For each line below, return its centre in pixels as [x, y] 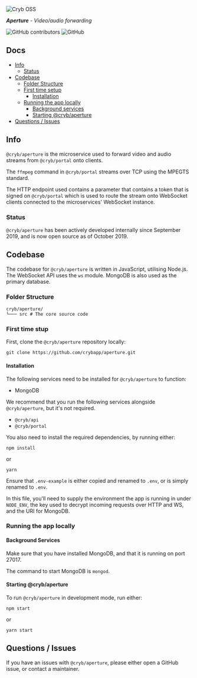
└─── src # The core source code [47, 315]
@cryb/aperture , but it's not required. [51, 408]
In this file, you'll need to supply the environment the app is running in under [99, 498]
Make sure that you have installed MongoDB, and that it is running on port [96, 553]
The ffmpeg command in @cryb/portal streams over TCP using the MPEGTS [98, 172]
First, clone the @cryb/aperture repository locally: [66, 342]
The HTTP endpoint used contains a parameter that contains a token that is [97, 189]
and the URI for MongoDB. [38, 511]
